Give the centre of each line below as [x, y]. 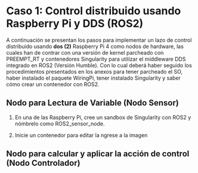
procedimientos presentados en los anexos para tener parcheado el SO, [95, 71]
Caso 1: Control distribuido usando [94, 11]
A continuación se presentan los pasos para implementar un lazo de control [99, 40]
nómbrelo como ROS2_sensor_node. [60, 124]
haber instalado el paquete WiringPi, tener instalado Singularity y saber [93, 78]
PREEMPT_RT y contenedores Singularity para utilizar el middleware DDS [96, 59]
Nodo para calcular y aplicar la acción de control [98, 154]
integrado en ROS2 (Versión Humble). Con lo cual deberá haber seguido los [99, 65]
